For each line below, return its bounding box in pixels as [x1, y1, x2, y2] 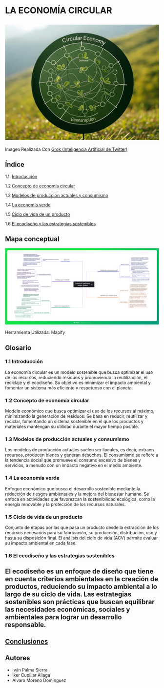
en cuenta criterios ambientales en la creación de [5, 575, 159, 583]
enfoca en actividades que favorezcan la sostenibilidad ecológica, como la [5, 496, 155, 502]
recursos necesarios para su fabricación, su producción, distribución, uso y [5, 530, 157, 536]
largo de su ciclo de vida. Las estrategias [5, 590, 132, 599]
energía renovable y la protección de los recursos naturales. [5, 501, 126, 507]
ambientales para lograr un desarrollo [5, 613, 122, 622]
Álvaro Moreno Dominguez [12, 677, 66, 683]
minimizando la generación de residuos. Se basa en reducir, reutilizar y [5, 413, 148, 419]
